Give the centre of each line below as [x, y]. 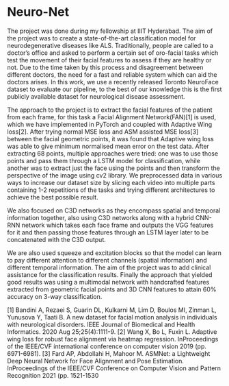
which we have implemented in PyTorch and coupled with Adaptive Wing [110, 124]
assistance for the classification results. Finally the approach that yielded [110, 274]
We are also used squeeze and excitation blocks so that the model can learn [114, 253]
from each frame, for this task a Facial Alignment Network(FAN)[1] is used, [112, 117]
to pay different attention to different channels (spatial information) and [107, 260]
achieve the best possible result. [53, 197]
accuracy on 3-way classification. [55, 296]
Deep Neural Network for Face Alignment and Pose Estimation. [96, 361]
